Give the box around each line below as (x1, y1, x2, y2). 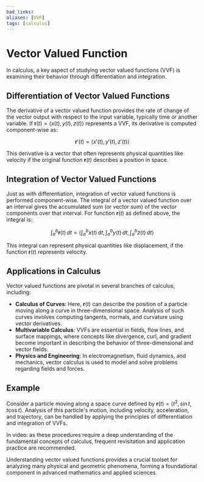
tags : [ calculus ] (6, 20, 51, 26)
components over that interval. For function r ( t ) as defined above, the (6, 209, 181, 217)
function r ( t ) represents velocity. (6, 248, 88, 256)
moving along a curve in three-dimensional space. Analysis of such (15, 307, 185, 314)
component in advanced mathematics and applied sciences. (6, 469, 158, 476)
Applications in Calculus (6, 266, 101, 276)
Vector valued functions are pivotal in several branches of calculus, (6, 282, 175, 290)
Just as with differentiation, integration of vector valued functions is (6, 190, 176, 197)
